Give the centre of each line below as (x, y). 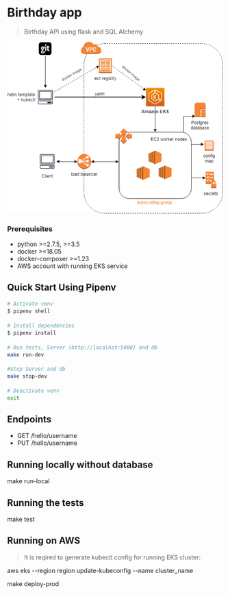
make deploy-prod (33, 583)
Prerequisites (30, 229)
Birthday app (44, 13)
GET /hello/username (47, 436)
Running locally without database (80, 464)
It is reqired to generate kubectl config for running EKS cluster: (112, 557)
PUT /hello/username (47, 443)
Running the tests (46, 503)
